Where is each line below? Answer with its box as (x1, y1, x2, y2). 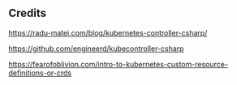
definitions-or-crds (8, 68, 71, 78)
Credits (8, 6, 47, 20)
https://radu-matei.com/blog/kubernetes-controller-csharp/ (8, 28, 208, 37)
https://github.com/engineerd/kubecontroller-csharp (8, 44, 184, 53)
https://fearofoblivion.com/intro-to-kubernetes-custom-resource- (8, 59, 229, 69)
